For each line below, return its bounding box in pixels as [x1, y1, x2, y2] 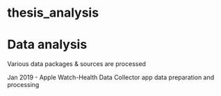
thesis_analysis [7, 5, 99, 21]
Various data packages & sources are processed [7, 60, 146, 68]
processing [7, 81, 40, 89]
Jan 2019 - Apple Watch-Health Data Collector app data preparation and [7, 73, 215, 81]
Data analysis [7, 37, 88, 53]
